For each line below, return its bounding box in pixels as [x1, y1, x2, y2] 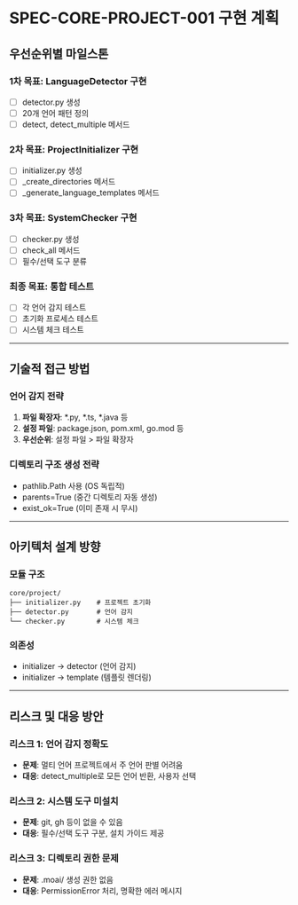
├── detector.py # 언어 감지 [9, 608, 133, 617]
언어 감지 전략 [9, 390, 65, 402]
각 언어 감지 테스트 [21, 303, 87, 313]
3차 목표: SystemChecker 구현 [9, 212, 137, 224]
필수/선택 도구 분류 [21, 256, 87, 266]
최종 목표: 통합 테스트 [9, 280, 95, 293]
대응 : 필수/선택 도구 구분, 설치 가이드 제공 [21, 828, 165, 838]
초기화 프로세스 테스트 [21, 313, 99, 324]
